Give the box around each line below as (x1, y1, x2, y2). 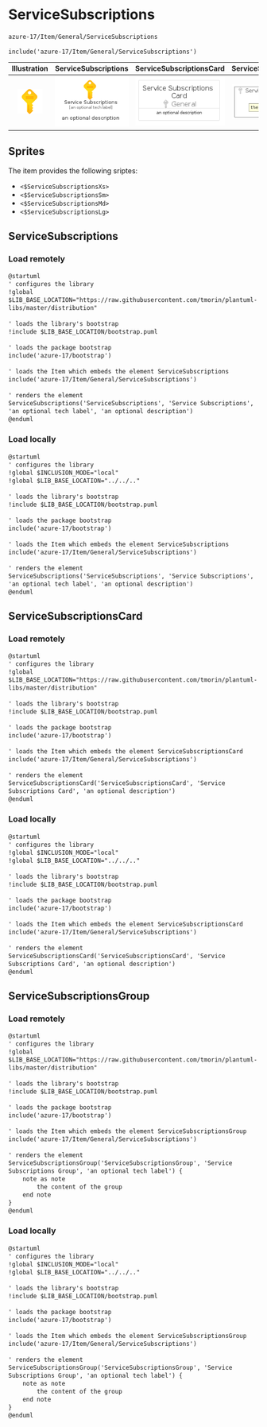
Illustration (11, 64, 49, 73)
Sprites (8, 145, 45, 158)
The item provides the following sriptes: (8, 165, 138, 176)
